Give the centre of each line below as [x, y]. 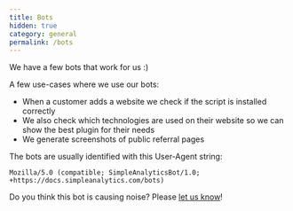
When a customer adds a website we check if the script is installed [144, 102]
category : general [43, 34]
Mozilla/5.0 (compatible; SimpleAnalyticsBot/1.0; [105, 173]
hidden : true [33, 26]
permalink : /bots [41, 42]
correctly [39, 111]
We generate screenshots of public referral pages [113, 139]
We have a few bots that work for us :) [79, 67]
